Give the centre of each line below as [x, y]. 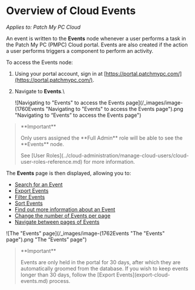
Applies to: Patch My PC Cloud [43, 27]
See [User [33, 155]
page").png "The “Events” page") [46, 240]
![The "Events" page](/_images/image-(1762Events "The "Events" [85, 233]
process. [60, 281]
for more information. [109, 161]
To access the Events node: [40, 62]
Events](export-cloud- [143, 275]
